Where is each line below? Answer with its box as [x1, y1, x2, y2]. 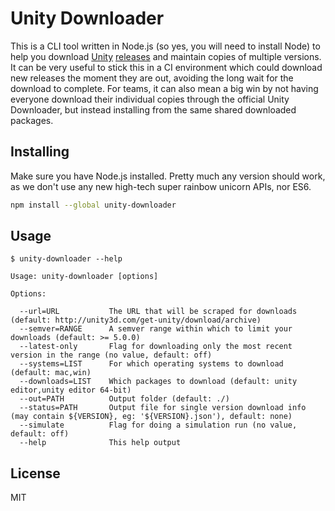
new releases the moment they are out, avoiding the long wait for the [10, 72, 294, 84]
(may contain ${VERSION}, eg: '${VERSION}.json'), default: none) [10, 412, 293, 422]
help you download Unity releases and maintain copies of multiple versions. [10, 50, 322, 62]
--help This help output [19, 438, 182, 448]
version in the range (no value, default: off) [10, 350, 213, 361]
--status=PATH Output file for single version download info [19, 403, 307, 413]
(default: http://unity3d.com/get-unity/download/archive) [10, 315, 262, 326]
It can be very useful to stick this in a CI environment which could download [10, 61, 323, 73]
